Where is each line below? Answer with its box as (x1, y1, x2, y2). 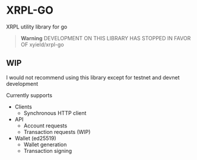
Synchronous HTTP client (23, 109, 87, 116)
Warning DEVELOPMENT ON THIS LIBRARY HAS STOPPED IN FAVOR (20, 34, 191, 41)
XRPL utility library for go (6, 23, 68, 30)
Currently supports (6, 91, 52, 98)
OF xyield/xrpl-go (20, 41, 64, 48)
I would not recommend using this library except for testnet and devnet (6, 73, 180, 81)
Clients (14, 103, 33, 110)
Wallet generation (23, 140, 67, 148)
